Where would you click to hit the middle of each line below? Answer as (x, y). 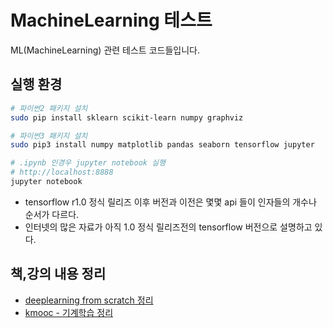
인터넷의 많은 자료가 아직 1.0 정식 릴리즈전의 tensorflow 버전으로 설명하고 (168, 227)
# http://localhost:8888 (62, 172)
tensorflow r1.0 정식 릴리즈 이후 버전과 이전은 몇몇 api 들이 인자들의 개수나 (170, 202)
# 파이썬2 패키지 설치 (49, 108)
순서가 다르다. (52, 214)
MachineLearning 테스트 (111, 20)
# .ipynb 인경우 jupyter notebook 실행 (88, 163)
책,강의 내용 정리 (58, 274)
